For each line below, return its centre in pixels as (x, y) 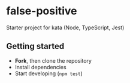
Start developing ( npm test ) (49, 73)
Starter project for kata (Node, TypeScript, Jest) (65, 27)
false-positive (42, 11)
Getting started (35, 46)
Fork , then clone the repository (53, 60)
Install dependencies (41, 67)
